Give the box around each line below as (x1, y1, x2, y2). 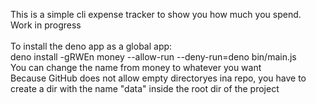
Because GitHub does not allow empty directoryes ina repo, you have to (10, 72, 307, 84)
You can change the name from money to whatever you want (10, 62, 262, 73)
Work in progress (10, 19, 82, 31)
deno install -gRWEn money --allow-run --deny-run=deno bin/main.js (10, 51, 297, 63)
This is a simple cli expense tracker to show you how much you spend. (10, 9, 302, 20)
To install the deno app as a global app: (10, 40, 173, 52)
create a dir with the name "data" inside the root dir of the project (10, 83, 280, 94)
